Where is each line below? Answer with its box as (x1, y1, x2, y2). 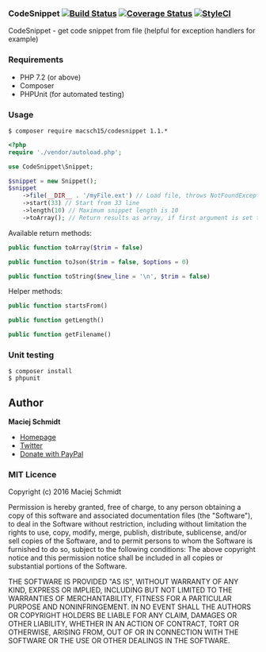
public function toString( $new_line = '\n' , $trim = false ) (8, 272, 211, 280)
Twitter (19, 441, 44, 450)
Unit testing (8, 349, 55, 361)
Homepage (19, 433, 57, 442)
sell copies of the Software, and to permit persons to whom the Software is (8, 536, 253, 546)
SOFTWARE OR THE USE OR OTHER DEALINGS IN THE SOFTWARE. (8, 636, 230, 646)
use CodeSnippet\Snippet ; (8, 163, 93, 171)
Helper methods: (8, 287, 63, 296)
